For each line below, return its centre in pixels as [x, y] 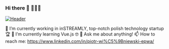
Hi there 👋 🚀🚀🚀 [23, 8]
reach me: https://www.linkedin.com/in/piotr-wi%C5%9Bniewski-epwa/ [80, 41]
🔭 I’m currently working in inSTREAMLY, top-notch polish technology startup [84, 28]
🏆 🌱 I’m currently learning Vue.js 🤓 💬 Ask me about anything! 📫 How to [80, 34]
